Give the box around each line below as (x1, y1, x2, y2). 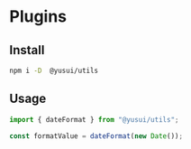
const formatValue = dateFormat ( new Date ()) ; (9, 131, 183, 141)
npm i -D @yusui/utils (9, 66, 99, 75)
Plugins (9, 6, 68, 27)
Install (9, 42, 45, 58)
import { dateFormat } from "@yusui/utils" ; (9, 115, 179, 124)
